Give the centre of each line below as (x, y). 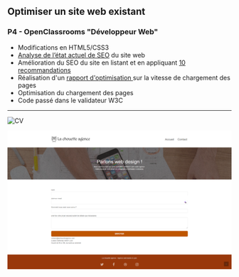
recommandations (44, 70)
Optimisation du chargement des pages (75, 92)
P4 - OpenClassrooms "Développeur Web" (83, 32)
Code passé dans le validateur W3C (70, 100)
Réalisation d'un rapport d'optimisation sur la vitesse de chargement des (124, 77)
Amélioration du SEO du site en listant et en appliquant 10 (102, 63)
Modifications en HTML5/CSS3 (63, 47)
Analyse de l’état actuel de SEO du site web (81, 55)
